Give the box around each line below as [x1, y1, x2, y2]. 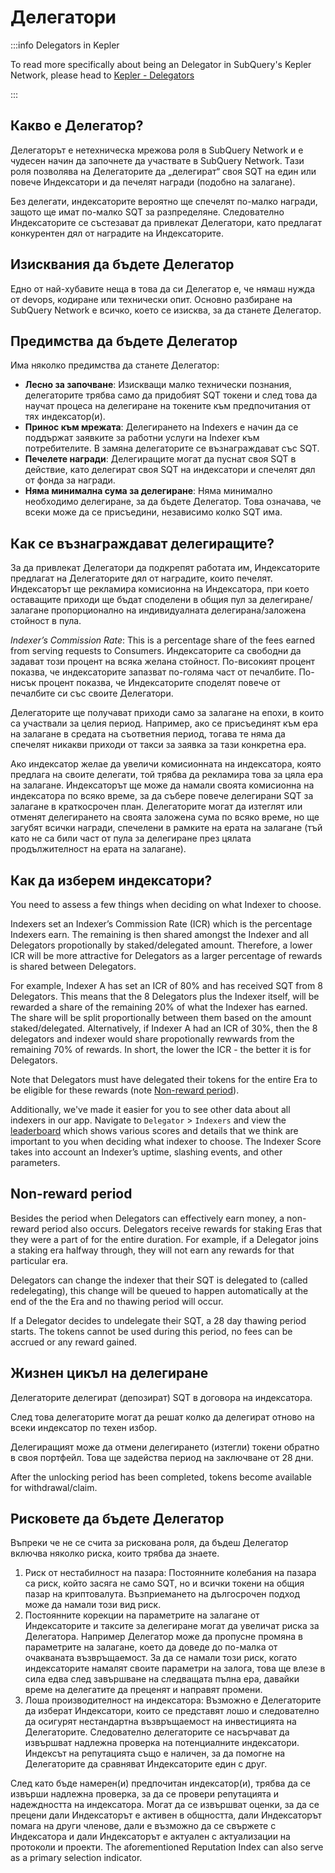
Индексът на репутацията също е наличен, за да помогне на [24, 1747, 286, 1760]
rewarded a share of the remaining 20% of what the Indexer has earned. [10, 1001, 308, 1013]
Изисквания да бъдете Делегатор [10, 256, 235, 273]
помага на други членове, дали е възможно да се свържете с [10, 1820, 277, 1832]
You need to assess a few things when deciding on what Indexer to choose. [10, 899, 322, 910]
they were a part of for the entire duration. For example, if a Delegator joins [10, 1233, 319, 1245]
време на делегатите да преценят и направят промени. [24, 1684, 263, 1696]
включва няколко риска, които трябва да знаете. [10, 1547, 220, 1560]
